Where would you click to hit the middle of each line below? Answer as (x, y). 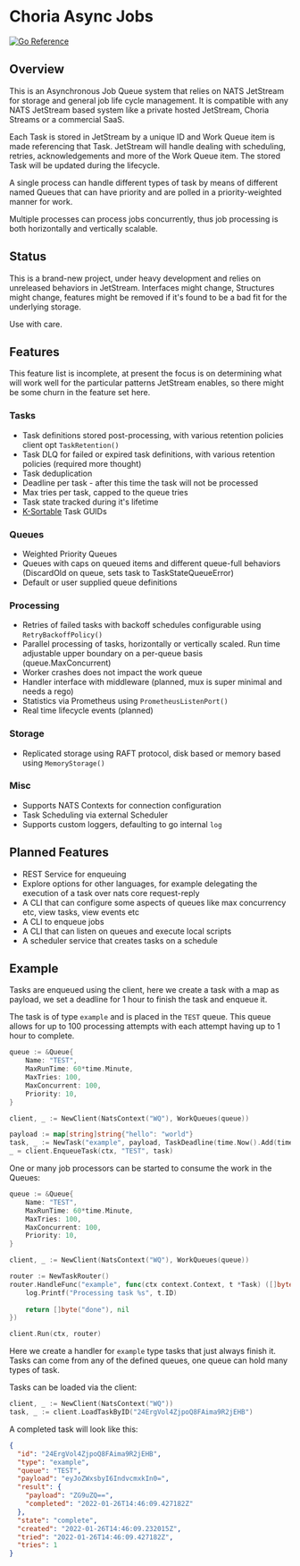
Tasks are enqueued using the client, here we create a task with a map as (144, 990)
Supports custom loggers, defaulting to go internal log (122, 824)
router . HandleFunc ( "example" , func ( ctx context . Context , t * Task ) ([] (143, 1284)
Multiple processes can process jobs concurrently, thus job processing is (144, 219)
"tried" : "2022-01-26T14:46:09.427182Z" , (96, 1537)
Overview (37, 69)
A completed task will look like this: (74, 1429)
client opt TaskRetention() (71, 444)
